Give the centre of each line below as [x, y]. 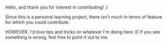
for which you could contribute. [38, 22]
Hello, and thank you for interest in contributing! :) [57, 7]
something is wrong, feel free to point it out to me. [57, 37]
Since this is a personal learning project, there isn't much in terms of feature [84, 17]
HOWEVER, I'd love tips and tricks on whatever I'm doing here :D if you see [83, 32]
